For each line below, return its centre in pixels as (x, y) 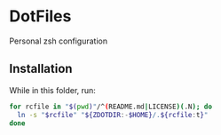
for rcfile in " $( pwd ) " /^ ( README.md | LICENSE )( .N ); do (111, 107)
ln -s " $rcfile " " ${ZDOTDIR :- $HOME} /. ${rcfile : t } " (113, 115)
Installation (41, 69)
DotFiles (40, 16)
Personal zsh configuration (59, 41)
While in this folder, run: (52, 90)
